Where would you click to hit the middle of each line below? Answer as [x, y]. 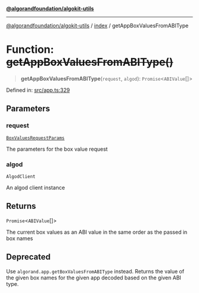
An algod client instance [36, 187]
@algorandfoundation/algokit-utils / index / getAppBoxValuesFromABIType [97, 26]
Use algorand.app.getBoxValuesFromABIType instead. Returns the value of [95, 271]
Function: [30, 50]
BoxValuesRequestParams [36, 138]
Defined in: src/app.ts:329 [38, 90]
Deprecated [28, 257]
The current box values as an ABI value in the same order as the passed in [97, 232]
